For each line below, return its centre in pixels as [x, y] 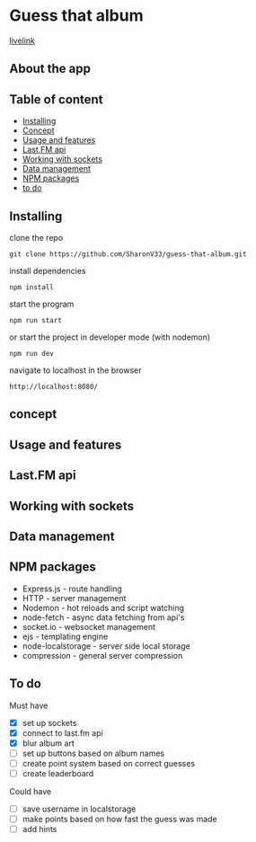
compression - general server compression [102, 655]
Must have [29, 705]
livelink [22, 40]
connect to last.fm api [62, 732]
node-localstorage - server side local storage [106, 646]
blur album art [48, 743]
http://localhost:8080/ [54, 386]
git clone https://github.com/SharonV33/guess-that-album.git [128, 254]
